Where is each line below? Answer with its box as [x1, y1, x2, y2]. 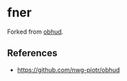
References [7, 47, 58, 59]
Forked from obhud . [7, 27, 64, 36]
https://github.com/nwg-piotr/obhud [16, 65, 120, 73]
